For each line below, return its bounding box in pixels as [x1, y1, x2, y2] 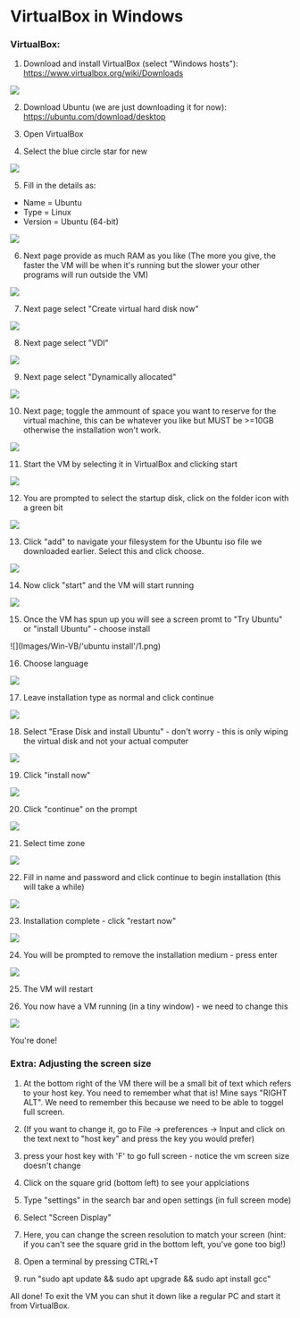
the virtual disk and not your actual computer [22, 735, 189, 747]
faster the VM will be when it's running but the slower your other [22, 260, 261, 271]
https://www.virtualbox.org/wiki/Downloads [22, 68, 184, 79]
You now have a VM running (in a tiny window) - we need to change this [22, 1001, 288, 1012]
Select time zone [22, 838, 86, 849]
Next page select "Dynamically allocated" [22, 372, 177, 382]
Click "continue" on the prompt [22, 804, 137, 815]
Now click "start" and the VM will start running [22, 580, 195, 591]
